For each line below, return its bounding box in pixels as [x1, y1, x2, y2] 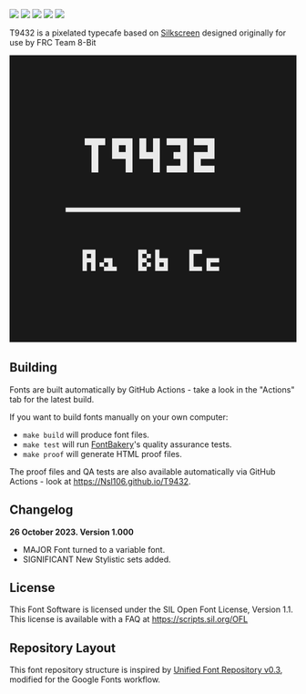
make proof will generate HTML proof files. [22, 448, 182, 459]
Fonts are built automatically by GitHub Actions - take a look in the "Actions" [9, 383, 295, 395]
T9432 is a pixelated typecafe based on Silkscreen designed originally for [9, 27, 287, 38]
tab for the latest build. [9, 393, 95, 404]
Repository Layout [9, 640, 117, 656]
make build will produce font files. [22, 429, 150, 440]
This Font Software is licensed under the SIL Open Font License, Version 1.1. [9, 604, 294, 615]
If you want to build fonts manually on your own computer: [9, 411, 229, 423]
